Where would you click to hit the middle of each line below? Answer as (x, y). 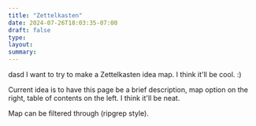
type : (17, 37)
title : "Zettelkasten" (45, 15)
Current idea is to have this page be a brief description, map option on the (128, 90)
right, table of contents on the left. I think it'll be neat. (94, 98)
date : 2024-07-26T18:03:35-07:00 (63, 23)
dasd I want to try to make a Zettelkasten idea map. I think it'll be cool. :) (125, 74)
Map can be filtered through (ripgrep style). (79, 113)
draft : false (30, 30)
